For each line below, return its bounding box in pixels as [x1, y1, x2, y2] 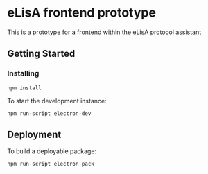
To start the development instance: [7, 96, 107, 105]
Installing [7, 69, 40, 78]
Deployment [7, 129, 62, 141]
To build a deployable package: [7, 147, 97, 155]
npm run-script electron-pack [7, 161, 95, 168]
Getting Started [7, 48, 76, 60]
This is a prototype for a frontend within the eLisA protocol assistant [7, 28, 202, 36]
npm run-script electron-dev [7, 110, 92, 117]
